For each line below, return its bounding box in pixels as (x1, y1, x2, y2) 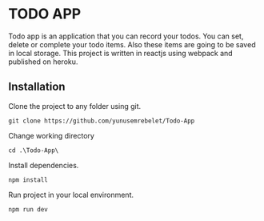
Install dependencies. (8, 160, 79, 170)
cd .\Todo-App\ (8, 146, 59, 155)
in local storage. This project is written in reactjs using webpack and (8, 48, 234, 58)
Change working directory (8, 131, 94, 140)
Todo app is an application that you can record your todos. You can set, (8, 31, 244, 41)
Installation (8, 80, 66, 94)
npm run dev (8, 205, 48, 213)
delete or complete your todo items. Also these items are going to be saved (8, 39, 256, 49)
